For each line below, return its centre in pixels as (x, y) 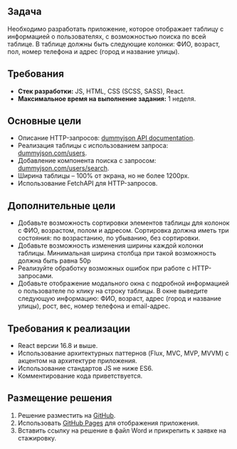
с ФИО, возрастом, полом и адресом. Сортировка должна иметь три (123, 231)
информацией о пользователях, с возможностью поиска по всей (107, 36)
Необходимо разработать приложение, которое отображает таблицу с (116, 28)
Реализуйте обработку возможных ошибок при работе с (104, 268)
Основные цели (44, 121)
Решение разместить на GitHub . (67, 415)
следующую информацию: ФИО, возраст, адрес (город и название (120, 299)
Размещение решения (60, 398)
